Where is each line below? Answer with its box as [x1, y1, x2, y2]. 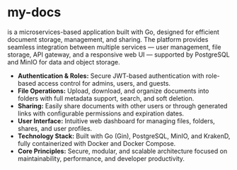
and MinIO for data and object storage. [7, 57, 120, 66]
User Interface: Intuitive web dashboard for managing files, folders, [17, 116, 216, 125]
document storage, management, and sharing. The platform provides [7, 35, 209, 43]
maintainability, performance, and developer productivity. [17, 154, 185, 163]
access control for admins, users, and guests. [37, 79, 171, 87]
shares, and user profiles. [17, 124, 93, 132]
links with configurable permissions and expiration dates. [17, 109, 185, 118]
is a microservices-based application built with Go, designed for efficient [7, 28, 219, 36]
